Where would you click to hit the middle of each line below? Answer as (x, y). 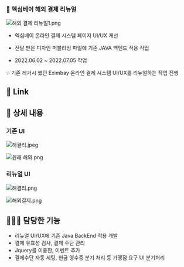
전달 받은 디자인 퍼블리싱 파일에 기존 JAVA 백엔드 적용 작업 (82, 48)
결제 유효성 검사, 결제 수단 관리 (50, 243)
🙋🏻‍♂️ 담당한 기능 (33, 221)
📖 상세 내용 (25, 113)
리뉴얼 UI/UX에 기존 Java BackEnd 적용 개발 (66, 236)
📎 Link (18, 92)
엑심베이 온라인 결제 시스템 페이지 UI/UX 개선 (66, 36)
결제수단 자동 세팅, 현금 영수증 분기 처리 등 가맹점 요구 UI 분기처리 (90, 258)
